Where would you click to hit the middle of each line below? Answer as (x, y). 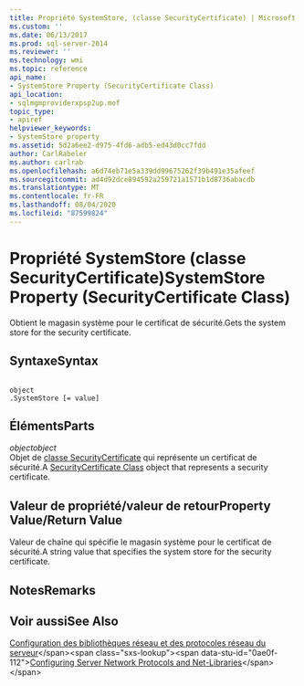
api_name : (28, 78)
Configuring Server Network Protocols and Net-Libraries (136, 662)
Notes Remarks (52, 590)
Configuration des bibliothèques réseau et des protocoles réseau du (138, 643)
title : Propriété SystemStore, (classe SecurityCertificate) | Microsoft (153, 18)
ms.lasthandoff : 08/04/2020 (63, 205)
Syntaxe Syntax (54, 361)
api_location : (37, 94)
